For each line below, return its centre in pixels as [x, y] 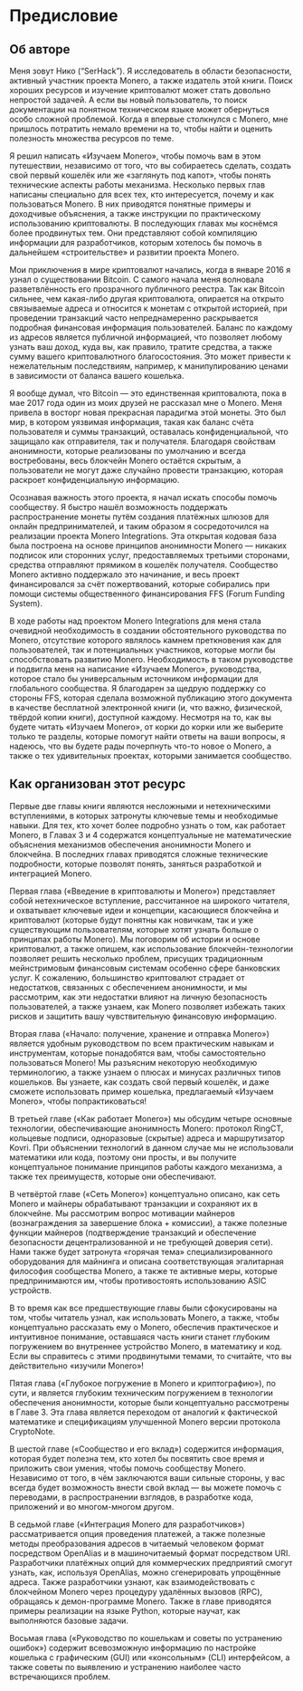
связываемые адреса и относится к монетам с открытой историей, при [148, 308]
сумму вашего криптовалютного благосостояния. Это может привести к [150, 356]
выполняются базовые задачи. [69, 1620]
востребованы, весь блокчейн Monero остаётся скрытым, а [125, 460]
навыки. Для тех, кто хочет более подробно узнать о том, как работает [147, 825]
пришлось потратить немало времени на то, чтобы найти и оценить [141, 129]
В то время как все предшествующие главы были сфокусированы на [143, 1308]
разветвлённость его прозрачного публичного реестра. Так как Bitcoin [147, 289]
